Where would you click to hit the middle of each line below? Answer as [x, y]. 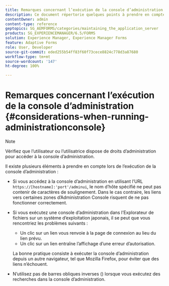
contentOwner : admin [27, 19]
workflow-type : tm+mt [28, 57]
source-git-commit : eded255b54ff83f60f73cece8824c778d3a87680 [72, 52]
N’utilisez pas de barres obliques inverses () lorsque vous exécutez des [87, 274]
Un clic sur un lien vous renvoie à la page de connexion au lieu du [88, 233]
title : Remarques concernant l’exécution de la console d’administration [84, 10]
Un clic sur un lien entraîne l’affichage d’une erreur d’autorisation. [88, 244]
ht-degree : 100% [22, 66]
